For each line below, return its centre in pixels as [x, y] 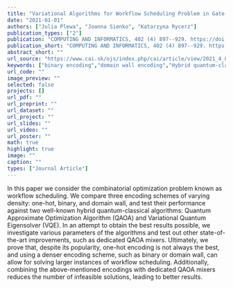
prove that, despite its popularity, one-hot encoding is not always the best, [113, 247]
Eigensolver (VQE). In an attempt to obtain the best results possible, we [109, 225]
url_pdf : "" [24, 98]
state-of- [213, 232]
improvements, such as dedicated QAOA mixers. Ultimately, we [119, 239]
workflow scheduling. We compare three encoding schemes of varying [109, 196]
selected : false [31, 85]
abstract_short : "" [35, 53]
